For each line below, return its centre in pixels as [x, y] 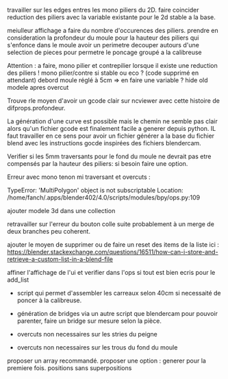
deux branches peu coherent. [49, 231]
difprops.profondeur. [37, 108]
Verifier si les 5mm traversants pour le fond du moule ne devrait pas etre [109, 156]
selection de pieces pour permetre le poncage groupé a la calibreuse [104, 52]
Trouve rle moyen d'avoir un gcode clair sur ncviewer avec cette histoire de [114, 101]
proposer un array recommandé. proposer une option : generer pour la [107, 360]
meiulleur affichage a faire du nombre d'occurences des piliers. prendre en [113, 30]
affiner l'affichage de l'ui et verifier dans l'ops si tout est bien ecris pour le [111, 272]
